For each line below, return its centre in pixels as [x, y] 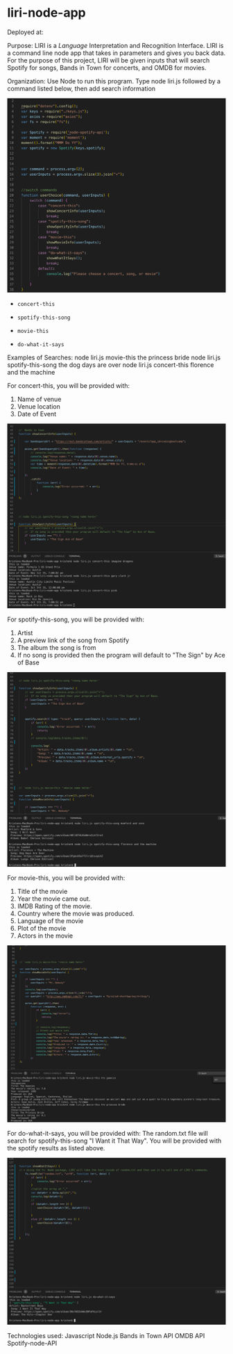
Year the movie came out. [54, 899]
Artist [25, 633]
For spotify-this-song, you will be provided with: [76, 619]
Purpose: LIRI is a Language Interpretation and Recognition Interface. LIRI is [115, 45]
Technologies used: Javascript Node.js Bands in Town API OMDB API [106, 1335]
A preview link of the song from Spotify [73, 640]
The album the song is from [57, 648]
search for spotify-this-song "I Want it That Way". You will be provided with [114, 1141]
